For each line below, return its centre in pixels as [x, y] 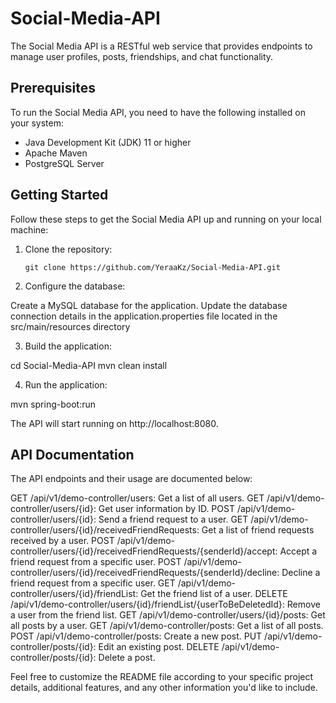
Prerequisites [53, 88]
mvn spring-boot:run [53, 404]
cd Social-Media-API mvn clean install [89, 365]
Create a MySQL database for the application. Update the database [149, 305]
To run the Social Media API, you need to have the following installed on [158, 112]
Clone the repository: [68, 249]
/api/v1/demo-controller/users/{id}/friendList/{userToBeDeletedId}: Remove [165, 604]
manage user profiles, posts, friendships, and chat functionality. [142, 56]
